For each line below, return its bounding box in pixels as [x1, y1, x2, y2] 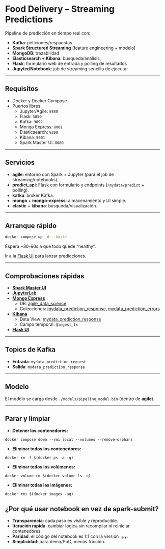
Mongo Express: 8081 [19, 124, 63, 130]
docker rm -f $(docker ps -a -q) [5, 455, 74, 460]
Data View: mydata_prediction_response [19, 316, 102, 322]
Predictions [5, 14, 53, 25]
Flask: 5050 [19, 113, 42, 119]
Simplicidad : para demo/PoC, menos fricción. [12, 539, 106, 545]
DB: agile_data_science [19, 301, 67, 307]
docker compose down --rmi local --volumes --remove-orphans [5, 437, 133, 442]
